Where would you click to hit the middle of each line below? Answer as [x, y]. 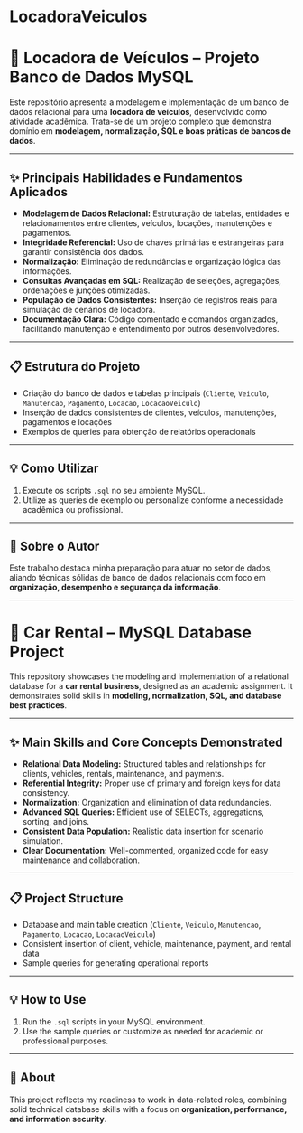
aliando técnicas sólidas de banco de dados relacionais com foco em [138, 578]
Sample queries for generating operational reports [115, 963]
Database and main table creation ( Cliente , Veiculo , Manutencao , [142, 924]
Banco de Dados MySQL [101, 77]
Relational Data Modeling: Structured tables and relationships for [144, 764]
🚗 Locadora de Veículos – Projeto [134, 58]
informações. [47, 271]
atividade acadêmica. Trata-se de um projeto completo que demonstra [141, 122]
